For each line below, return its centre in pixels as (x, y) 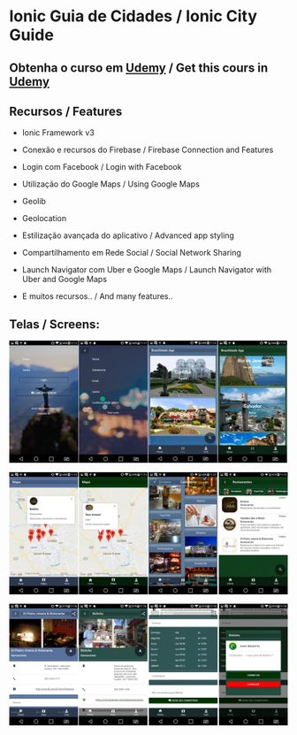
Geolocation (44, 218)
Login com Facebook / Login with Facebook (102, 167)
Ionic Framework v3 (58, 133)
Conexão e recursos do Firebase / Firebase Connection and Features (148, 150)
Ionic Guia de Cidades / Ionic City (133, 16)
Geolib (34, 202)
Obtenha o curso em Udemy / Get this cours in (139, 68)
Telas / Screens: (54, 324)
